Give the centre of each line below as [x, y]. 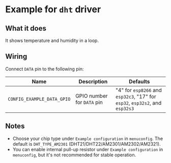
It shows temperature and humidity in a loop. [52, 40]
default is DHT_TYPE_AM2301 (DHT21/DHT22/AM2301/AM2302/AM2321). [87, 144]
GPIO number [92, 96]
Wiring [16, 56]
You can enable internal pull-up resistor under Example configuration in [88, 149]
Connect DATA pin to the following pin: [45, 69]
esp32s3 [125, 109]
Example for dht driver [53, 9]
